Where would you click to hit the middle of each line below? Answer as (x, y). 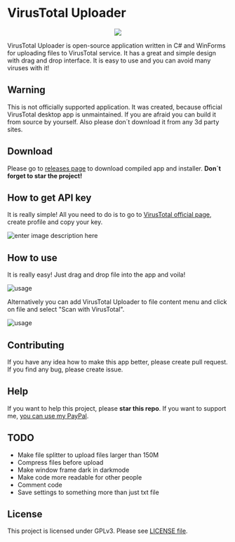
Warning (26, 90)
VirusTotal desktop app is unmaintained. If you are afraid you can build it (112, 114)
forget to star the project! (45, 176)
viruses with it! (28, 67)
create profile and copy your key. (55, 222)
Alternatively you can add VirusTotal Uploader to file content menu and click (117, 302)
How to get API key (49, 198)
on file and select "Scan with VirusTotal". (66, 310)
